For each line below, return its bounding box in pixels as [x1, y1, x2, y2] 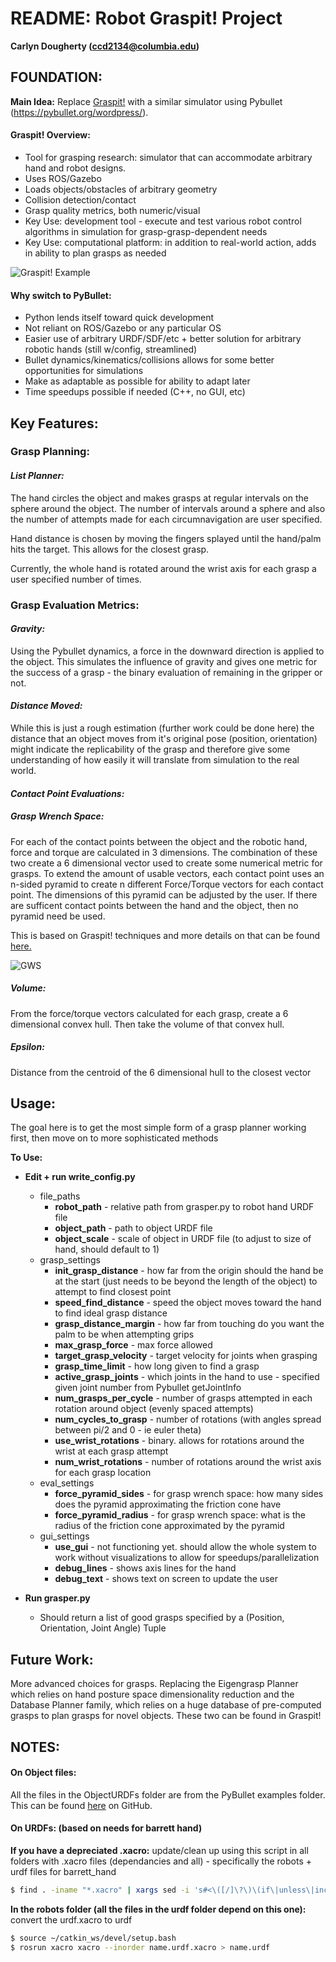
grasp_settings [39, 1254, 102, 1266]
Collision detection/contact [24, 193, 137, 206]
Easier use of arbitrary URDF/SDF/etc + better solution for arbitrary [24, 333, 302, 345]
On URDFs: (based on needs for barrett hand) [10, 1822, 203, 1834]
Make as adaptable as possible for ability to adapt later [24, 375, 251, 387]
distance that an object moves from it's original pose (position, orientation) [10, 733, 318, 744]
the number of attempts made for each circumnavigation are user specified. [10, 513, 323, 525]
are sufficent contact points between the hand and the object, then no [10, 899, 299, 911]
